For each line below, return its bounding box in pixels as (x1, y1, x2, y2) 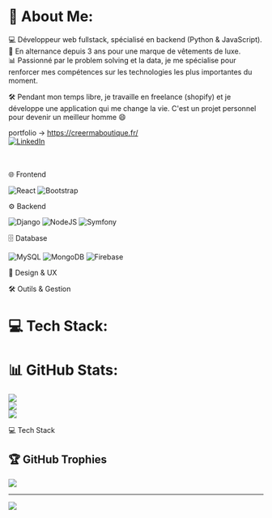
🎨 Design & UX (8, 268, 57, 277)
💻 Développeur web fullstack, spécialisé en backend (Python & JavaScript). (8, 34, 263, 44)
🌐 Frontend (8, 169, 47, 179)
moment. (8, 75, 38, 85)
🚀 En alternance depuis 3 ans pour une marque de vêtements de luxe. (8, 46, 241, 56)
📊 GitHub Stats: (8, 361, 119, 379)
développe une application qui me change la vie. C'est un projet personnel (8, 103, 257, 113)
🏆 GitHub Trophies (8, 453, 108, 467)
